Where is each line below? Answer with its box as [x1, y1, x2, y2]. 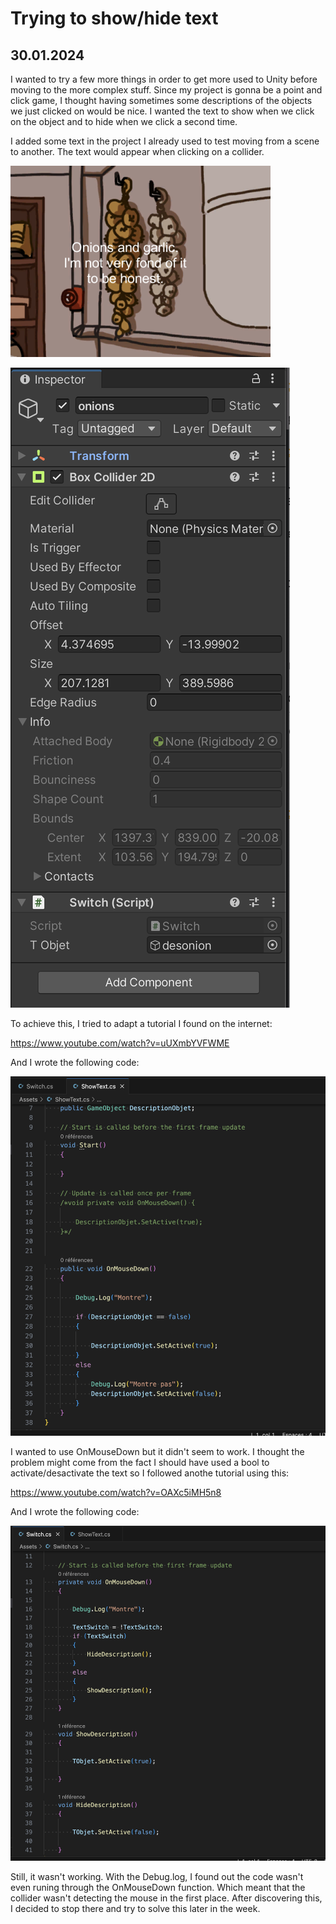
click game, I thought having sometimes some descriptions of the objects [10, 95, 313, 106]
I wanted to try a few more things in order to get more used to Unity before [10, 73, 318, 85]
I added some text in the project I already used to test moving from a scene [10, 135, 320, 147]
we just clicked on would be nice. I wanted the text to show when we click [10, 105, 315, 117]
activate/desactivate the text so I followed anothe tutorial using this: [10, 1467, 290, 1479]
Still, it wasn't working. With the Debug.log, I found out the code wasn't [10, 1871, 304, 1883]
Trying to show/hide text [10, 7, 219, 30]
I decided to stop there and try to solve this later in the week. [10, 1903, 261, 1915]
